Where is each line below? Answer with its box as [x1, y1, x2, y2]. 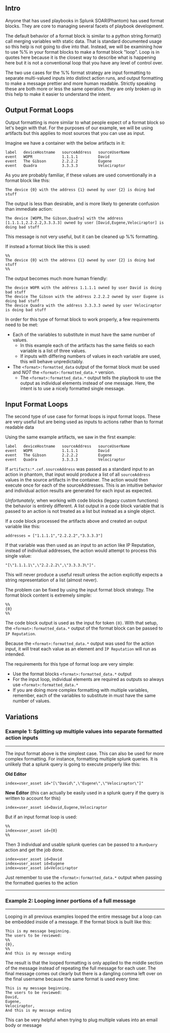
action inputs [5, 734, 38, 741]
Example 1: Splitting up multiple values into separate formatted [5, 728, 163, 735]
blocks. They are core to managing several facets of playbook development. [5, 23, 164, 29]
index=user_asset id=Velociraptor [5, 866, 78, 871]
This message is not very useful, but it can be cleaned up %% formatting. [5, 233, 159, 239]
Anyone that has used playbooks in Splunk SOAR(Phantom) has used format [5, 17, 164, 23]
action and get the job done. [5, 847, 64, 853]
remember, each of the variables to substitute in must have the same [12, 693, 156, 699]
